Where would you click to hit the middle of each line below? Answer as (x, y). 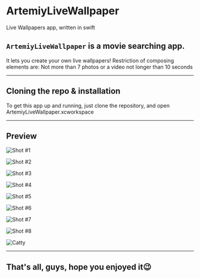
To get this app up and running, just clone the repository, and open (88, 105)
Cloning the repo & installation (63, 91)
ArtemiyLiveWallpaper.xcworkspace (50, 112)
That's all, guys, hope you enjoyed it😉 (79, 267)
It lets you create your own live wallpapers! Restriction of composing (90, 60)
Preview (22, 136)
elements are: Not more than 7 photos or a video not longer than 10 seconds (100, 67)
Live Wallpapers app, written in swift (51, 27)
